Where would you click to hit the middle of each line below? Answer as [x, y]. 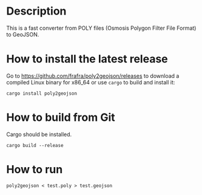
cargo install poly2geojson [42, 93]
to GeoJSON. [23, 34]
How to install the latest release [87, 59]
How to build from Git [61, 118]
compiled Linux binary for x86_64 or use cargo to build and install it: [91, 82]
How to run [35, 169]
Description [36, 11]
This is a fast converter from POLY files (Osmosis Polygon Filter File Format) [101, 28]
